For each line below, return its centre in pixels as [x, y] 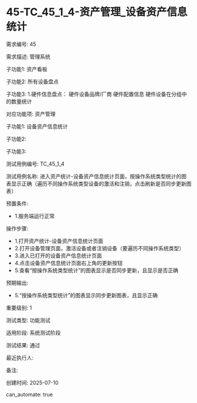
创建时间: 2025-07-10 [32, 382]
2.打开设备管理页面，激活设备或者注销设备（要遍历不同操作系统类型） [99, 248]
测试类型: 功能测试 [28, 320]
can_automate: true [29, 394]
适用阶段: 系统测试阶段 [33, 333]
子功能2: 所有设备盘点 [32, 81]
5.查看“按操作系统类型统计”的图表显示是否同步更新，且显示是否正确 [96, 270]
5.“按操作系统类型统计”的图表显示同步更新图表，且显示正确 [86, 295]
